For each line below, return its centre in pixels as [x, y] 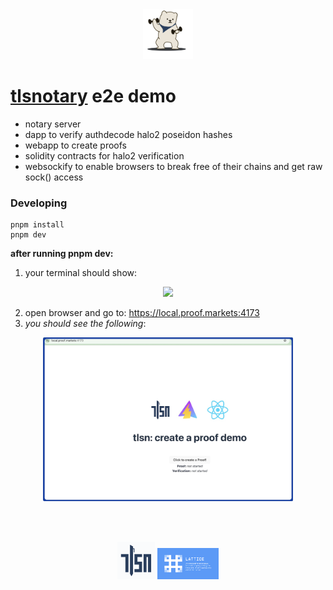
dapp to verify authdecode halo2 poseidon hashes [128, 134]
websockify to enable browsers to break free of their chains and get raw [173, 166]
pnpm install [37, 225]
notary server [53, 124]
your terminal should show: [81, 273]
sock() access [54, 177]
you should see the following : [85, 324]
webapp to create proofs [75, 145]
